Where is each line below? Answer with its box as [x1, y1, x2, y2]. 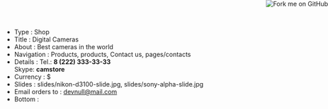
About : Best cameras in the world [13, 43, 113, 51]
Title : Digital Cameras [13, 35, 79, 44]
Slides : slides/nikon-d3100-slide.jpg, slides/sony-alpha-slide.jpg [13, 80, 204, 88]
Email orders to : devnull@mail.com [13, 88, 118, 96]
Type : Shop [13, 28, 50, 36]
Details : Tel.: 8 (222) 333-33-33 [13, 58, 111, 66]
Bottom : [13, 95, 40, 103]
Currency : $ [13, 72, 51, 81]
